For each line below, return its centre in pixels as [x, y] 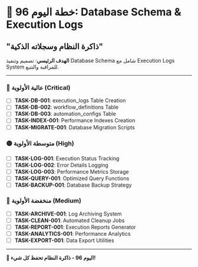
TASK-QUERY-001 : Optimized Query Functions [72, 178]
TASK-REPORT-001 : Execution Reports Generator [75, 227]
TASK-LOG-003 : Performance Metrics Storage [72, 172]
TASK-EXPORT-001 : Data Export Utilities [64, 240]
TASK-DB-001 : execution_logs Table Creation [70, 100]
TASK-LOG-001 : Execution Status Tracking [67, 158]
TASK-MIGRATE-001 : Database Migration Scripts [75, 127]
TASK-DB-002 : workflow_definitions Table [67, 107]
